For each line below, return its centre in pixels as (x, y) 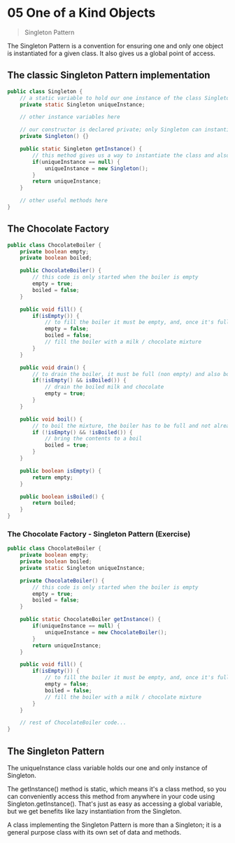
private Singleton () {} (55, 137)
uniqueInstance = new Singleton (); (97, 168)
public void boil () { (51, 419)
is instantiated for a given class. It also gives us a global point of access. (111, 53)
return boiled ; (55, 503)
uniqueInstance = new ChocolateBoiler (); (106, 632)
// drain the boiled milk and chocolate (104, 387)
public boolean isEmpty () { (60, 471)
